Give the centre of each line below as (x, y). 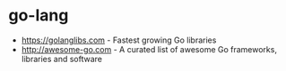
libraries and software (62, 59)
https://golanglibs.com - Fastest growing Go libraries (119, 40)
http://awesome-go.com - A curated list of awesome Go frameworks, (149, 49)
